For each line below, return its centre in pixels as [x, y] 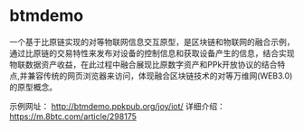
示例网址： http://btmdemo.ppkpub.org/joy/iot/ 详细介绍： [118, 106]
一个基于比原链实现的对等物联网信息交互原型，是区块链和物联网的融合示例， [152, 42]
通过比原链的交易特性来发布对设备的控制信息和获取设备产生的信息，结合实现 [152, 53]
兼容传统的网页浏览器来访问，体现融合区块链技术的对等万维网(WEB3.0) [160, 75]
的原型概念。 [33, 87]
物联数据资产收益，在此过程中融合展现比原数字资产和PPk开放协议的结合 [143, 64]
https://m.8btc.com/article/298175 [73, 116]
